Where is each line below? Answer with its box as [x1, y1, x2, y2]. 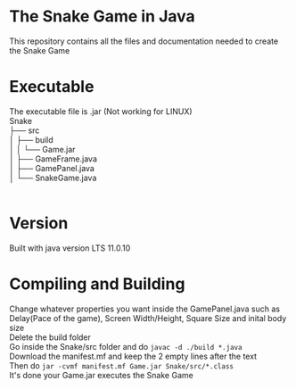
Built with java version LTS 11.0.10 [9, 243, 131, 253]
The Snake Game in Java [9, 6, 196, 27]
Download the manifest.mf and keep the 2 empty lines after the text [9, 351, 257, 361]
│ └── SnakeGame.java [9, 172, 97, 183]
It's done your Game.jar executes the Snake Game [9, 369, 193, 380]
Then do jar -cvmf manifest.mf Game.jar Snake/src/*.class [9, 360, 234, 371]
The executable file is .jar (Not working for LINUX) [9, 105, 193, 117]
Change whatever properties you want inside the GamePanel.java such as [9, 303, 281, 314]
